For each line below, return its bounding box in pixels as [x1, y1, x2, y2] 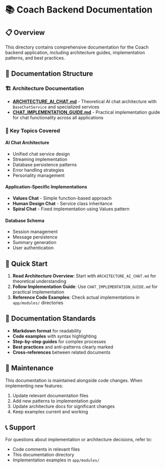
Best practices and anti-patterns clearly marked [12, 344, 114, 350]
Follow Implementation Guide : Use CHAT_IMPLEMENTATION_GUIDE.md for [12, 284, 158, 290]
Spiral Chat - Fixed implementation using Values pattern [12, 206, 130, 212]
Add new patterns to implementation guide [12, 398, 102, 404]
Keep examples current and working [12, 408, 88, 414]
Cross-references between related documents [12, 349, 111, 355]
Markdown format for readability [12, 327, 82, 334]
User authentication [12, 245, 54, 251]
